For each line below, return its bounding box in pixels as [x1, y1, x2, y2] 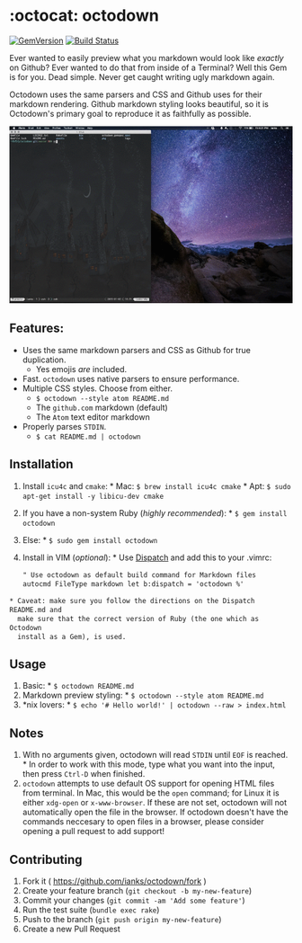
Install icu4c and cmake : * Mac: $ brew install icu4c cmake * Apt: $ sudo [22, 480, 291, 491]
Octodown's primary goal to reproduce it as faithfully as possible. [9, 108, 252, 119]
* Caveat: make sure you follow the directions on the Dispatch [9, 596, 255, 605]
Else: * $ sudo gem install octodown [22, 534, 158, 545]
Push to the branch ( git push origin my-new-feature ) [22, 914, 222, 924]
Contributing [9, 851, 83, 867]
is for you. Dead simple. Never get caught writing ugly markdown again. [9, 71, 276, 82]
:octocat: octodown [9, 5, 159, 26]
